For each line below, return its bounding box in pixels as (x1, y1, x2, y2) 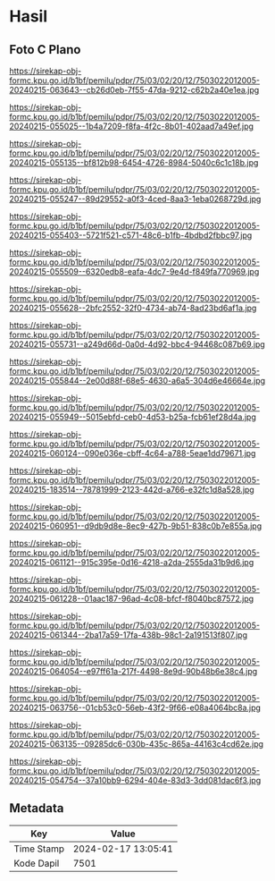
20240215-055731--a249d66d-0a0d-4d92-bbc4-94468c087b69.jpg (9, 339, 265, 350)
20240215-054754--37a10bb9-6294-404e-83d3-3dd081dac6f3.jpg (9, 775, 262, 785)
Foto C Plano (9, 42, 81, 57)
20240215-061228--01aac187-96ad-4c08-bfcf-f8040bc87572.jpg (9, 593, 254, 604)
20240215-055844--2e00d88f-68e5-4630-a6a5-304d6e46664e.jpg (9, 376, 266, 385)
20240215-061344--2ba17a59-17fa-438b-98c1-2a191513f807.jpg (9, 630, 248, 640)
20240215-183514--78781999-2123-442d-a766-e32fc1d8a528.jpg (9, 485, 254, 495)
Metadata (9, 801, 64, 816)
